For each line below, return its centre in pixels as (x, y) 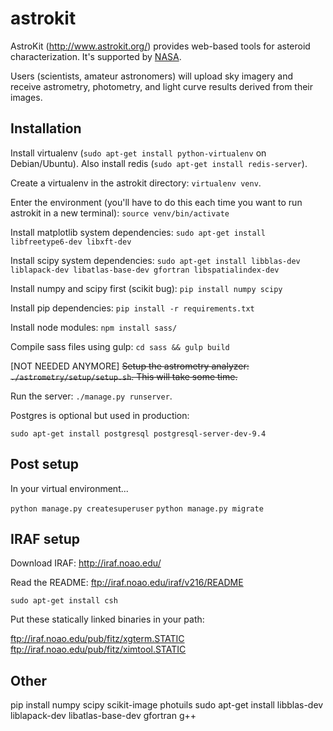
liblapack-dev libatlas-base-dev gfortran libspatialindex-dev (145, 270)
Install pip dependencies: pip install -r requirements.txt (132, 308)
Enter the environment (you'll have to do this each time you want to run (156, 202)
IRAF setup (45, 538)
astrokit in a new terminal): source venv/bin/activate (120, 213)
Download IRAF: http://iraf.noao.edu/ (86, 563)
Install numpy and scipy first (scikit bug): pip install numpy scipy (146, 288)
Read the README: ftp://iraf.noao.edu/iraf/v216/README (127, 583)
